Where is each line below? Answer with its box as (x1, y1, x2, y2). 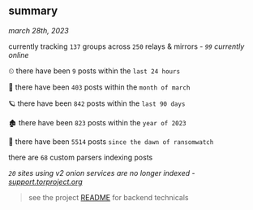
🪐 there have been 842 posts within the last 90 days (8, 98, 186, 108)
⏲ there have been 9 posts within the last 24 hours (8, 66, 181, 76)
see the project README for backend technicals (28, 192, 189, 202)
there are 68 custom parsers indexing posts (8, 152, 153, 162)
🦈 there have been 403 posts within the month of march (8, 82, 191, 92)
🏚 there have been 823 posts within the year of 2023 (8, 117, 187, 127)
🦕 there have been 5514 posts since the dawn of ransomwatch (8, 136, 214, 147)
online (8, 50, 29, 59)
